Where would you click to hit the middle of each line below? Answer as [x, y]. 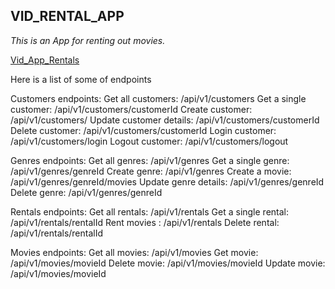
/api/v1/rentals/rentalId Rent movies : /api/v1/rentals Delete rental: [145, 222]
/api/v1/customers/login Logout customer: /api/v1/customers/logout [149, 141]
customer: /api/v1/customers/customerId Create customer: [131, 109]
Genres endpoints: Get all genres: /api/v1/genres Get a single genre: [150, 160]
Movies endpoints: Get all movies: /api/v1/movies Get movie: [134, 252]
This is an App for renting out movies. [88, 40]
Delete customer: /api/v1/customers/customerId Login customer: [143, 130]
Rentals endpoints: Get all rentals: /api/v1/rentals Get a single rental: [150, 211]
